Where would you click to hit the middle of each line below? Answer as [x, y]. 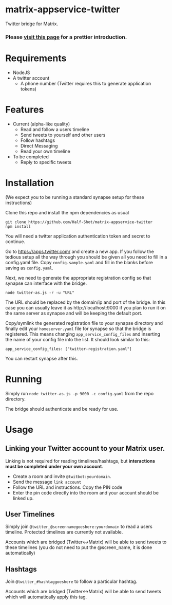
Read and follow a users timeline [55, 129]
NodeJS [21, 72]
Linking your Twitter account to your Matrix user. [85, 448]
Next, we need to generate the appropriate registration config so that [78, 278]
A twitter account [31, 78]
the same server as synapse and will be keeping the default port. [74, 313]
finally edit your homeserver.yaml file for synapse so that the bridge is [78, 328]
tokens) [28, 89]
